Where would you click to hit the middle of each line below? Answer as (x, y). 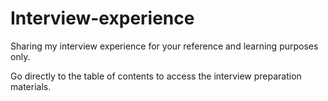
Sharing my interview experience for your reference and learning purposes (164, 46)
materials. (31, 86)
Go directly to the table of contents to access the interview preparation (156, 76)
